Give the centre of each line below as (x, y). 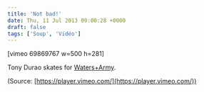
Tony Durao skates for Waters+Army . (62, 67)
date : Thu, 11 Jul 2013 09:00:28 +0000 (67, 21)
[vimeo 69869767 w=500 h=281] (56, 54)
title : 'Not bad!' (35, 14)
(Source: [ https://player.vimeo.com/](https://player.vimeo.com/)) (102, 81)
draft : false (27, 27)
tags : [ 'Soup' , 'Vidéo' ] (44, 34)
